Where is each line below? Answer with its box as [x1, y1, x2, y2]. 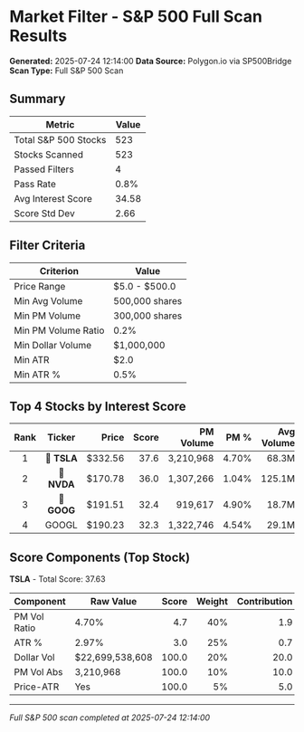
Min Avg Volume [14, 294, 83, 307]
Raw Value [90, 595, 138, 608]
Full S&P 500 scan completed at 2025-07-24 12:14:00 [9, 712, 211, 723]
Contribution [236, 595, 293, 608]
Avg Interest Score [14, 192, 93, 204]
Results [9, 25, 68, 46]
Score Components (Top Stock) [9, 549, 191, 565]
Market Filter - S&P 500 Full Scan [9, 6, 263, 27]
